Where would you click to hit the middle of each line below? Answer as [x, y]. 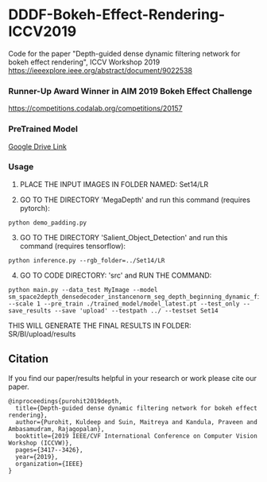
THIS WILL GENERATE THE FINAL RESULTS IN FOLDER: [100, 325]
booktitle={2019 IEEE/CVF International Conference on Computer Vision [137, 436]
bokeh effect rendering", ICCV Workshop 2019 [84, 62]
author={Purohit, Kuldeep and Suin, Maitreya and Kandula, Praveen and [137, 422]
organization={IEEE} [49, 464]
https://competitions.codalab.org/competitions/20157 [95, 108]
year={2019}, [37, 457]
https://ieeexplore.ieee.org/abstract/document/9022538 [101, 70]
